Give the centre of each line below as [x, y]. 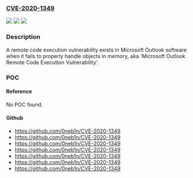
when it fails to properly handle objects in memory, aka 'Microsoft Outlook [96, 56]
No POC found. [24, 105]
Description [23, 37]
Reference [19, 92]
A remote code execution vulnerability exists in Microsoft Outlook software [96, 50]
